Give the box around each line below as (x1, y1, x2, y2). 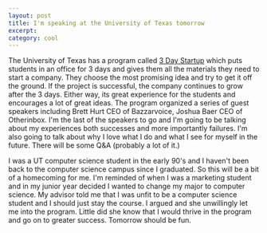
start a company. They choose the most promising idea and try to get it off (8, 73, 253, 82)
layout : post (8, 11, 52, 20)
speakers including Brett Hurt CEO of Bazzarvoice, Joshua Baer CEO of (8, 107, 243, 116)
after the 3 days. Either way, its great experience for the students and (8, 89, 236, 100)
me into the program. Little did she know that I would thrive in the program (8, 207, 253, 216)
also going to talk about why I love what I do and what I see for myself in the (8, 132, 258, 142)
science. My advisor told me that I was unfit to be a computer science (8, 190, 238, 199)
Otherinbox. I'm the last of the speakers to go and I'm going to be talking (8, 115, 246, 124)
